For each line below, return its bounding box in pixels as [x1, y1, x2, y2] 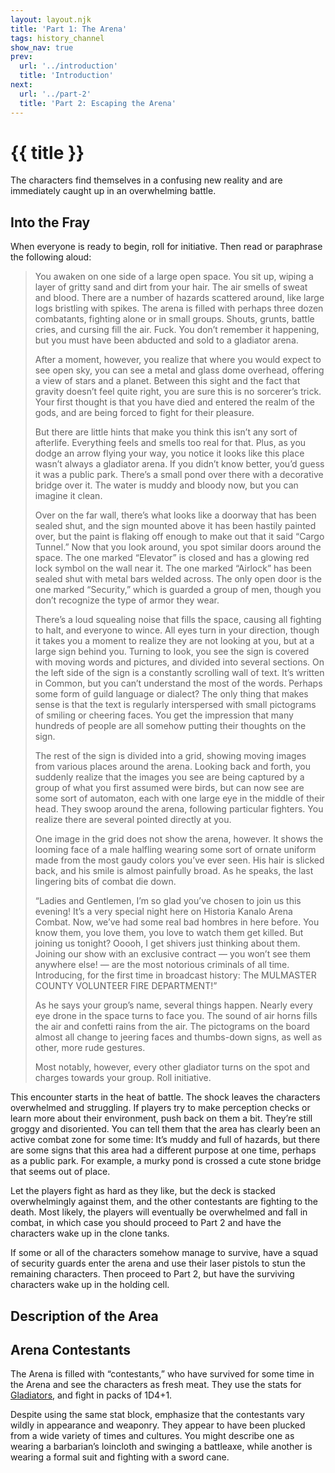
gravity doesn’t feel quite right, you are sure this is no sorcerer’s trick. [34, 386, 322, 398]
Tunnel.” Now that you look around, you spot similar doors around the [34, 541, 322, 553]
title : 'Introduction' [19, 71, 114, 81]
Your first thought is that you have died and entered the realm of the [34, 396, 315, 408]
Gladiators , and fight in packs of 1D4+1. [10, 1389, 173, 1401]
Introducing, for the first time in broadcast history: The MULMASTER [34, 969, 317, 981]
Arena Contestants [10, 1342, 132, 1359]
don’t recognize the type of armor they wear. [34, 594, 220, 606]
